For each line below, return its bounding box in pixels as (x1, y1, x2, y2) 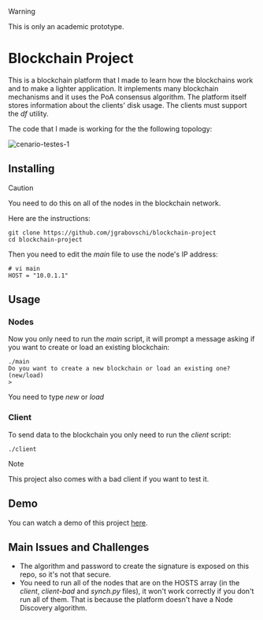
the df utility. (8, 109, 49, 118)
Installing (8, 162, 55, 175)
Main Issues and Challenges (8, 541, 150, 554)
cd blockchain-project (8, 235, 83, 243)
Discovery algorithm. (19, 603, 88, 613)
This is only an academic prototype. (8, 22, 124, 31)
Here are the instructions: (8, 213, 91, 223)
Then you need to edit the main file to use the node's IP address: (8, 249, 218, 259)
